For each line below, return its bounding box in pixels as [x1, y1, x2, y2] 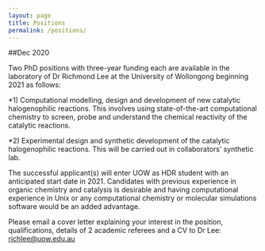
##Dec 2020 [8, 48, 50, 58]
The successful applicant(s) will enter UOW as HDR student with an [8, 168, 229, 178]
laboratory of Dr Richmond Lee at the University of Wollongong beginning [8, 72, 249, 82]
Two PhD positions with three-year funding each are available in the [8, 63, 230, 73]
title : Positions [8, 19, 66, 27]
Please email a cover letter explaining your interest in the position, [8, 217, 224, 226]
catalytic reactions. [8, 120, 71, 131]
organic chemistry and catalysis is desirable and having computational [8, 185, 239, 195]
